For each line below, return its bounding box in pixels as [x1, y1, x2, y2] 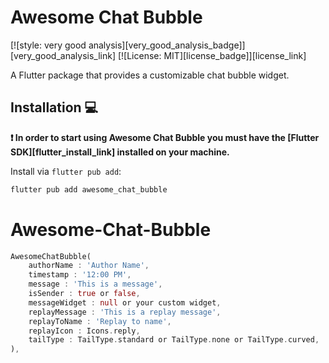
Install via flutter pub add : [10, 165, 122, 177]
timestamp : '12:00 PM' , [28, 270, 132, 280]
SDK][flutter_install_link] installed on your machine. [10, 146, 230, 158]
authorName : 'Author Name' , [28, 261, 150, 271]
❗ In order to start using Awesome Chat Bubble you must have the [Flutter [10, 131, 320, 143]
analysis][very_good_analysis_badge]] [88, 39, 246, 51]
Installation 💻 [10, 99, 99, 116]
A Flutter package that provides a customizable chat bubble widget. [10, 69, 290, 81]
